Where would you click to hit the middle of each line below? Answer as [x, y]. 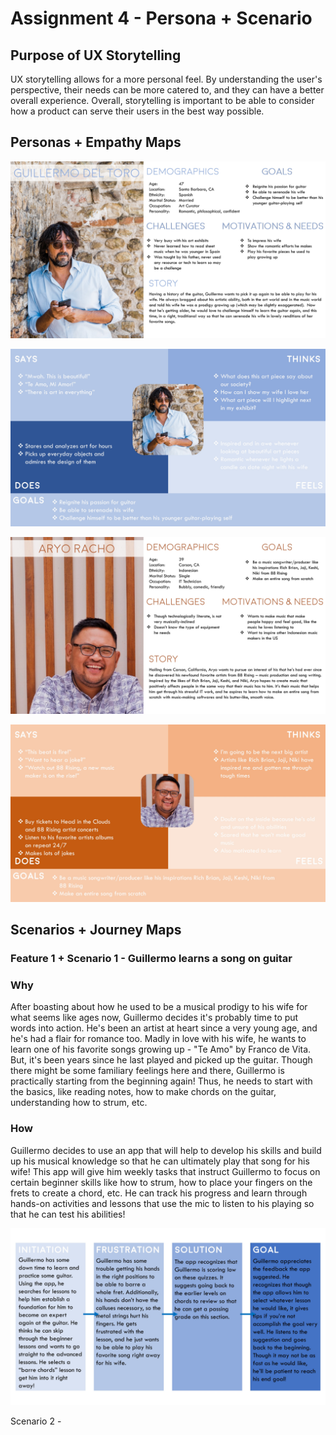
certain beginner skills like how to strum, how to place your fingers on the [161, 1182]
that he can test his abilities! [68, 1214]
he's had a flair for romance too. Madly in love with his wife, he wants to [158, 1039]
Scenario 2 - [36, 1421]
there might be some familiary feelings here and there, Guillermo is [147, 1071]
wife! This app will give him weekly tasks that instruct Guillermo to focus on [165, 1171]
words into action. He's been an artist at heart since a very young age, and [164, 1028]
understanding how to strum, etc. [79, 1103]
